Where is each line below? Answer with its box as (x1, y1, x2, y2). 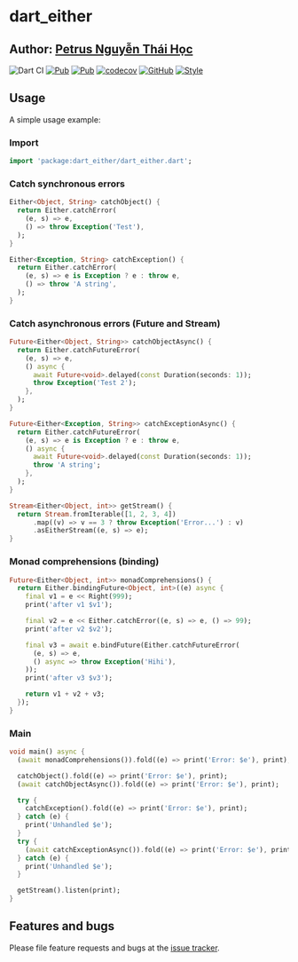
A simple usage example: (9, 114, 101, 125)
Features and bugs (9, 919, 115, 934)
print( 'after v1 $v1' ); (25, 601, 114, 610)
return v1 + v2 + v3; (25, 690, 105, 698)
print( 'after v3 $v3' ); (25, 674, 114, 682)
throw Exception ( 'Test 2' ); (32, 379, 137, 388)
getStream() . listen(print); (17, 886, 122, 895)
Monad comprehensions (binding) (9, 556, 160, 568)
